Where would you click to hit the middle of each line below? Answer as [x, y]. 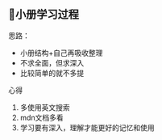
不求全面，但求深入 [52, 62]
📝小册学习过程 [44, 15]
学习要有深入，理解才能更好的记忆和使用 [87, 127]
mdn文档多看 [42, 117]
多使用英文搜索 [45, 107]
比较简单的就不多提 [52, 73]
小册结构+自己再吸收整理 [61, 53]
